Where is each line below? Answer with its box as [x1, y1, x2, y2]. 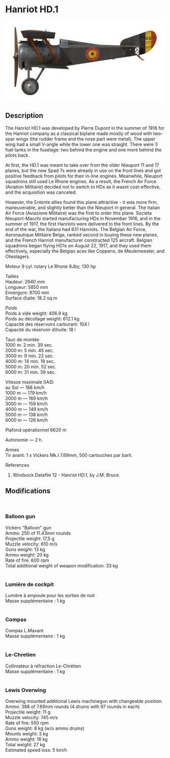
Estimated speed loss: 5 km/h [5, 747, 67, 753]
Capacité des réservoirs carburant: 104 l [5, 321, 90, 327]
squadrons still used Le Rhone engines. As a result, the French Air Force [5, 178, 157, 185]
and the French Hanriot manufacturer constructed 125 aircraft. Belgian [5, 237, 153, 243]
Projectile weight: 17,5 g [5, 535, 55, 541]
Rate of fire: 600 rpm [5, 557, 49, 563]
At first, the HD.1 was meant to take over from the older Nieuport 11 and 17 [5, 162, 159, 168]
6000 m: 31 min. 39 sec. [5, 369, 56, 375]
